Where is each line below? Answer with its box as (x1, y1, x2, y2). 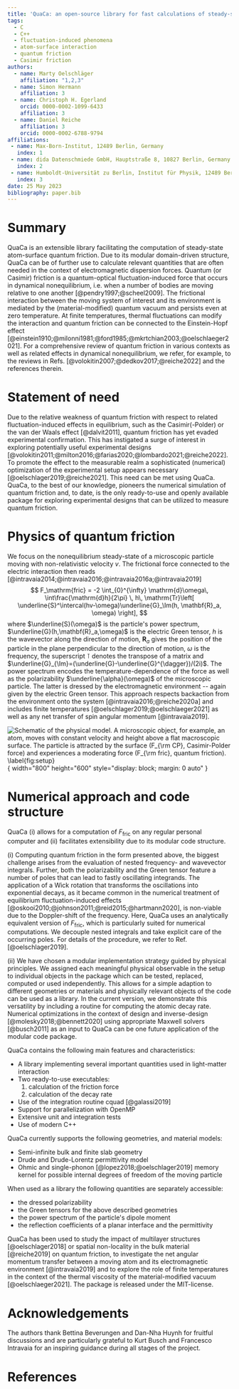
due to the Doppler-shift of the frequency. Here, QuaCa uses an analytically (7, 911, 229, 919)
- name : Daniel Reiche (14, 116, 81, 123)
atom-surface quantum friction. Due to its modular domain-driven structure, (7, 251, 230, 260)
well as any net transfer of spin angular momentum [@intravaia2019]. (7, 712, 210, 720)
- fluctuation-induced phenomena (14, 37, 113, 44)
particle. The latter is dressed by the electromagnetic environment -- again (7, 681, 226, 691)
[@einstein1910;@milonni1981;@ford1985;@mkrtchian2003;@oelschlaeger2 (7, 334, 229, 342)
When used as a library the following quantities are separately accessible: (7, 1185, 224, 1193)
